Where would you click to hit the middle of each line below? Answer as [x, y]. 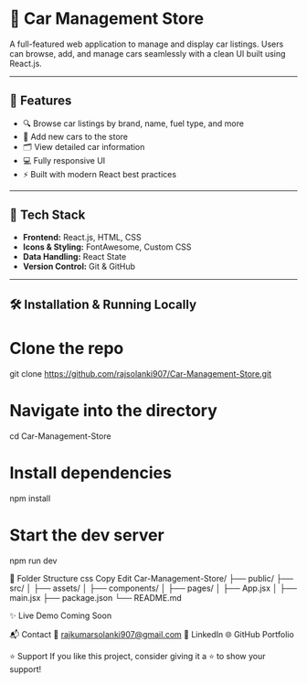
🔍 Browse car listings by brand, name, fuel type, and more [133, 123]
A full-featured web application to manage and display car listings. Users [147, 44]
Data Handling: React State [74, 256]
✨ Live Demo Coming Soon [61, 615]
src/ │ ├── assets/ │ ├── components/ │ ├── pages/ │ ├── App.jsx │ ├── [153, 588]
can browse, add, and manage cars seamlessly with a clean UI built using [148, 53]
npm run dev [33, 561]
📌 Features [41, 101]
